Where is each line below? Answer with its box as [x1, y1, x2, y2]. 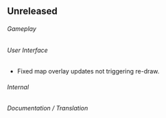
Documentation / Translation [7, 104, 88, 113]
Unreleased [7, 5, 58, 17]
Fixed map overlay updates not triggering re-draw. [16, 67, 160, 75]
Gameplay [7, 24, 36, 33]
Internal [7, 82, 29, 91]
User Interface [7, 46, 48, 54]
